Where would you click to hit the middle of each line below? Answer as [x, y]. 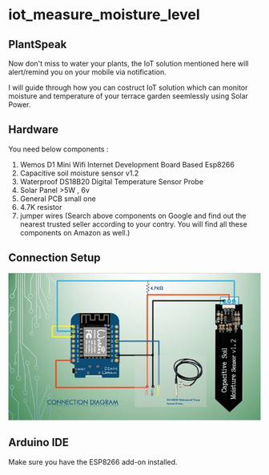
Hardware [33, 130]
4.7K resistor [41, 207]
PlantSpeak [38, 44]
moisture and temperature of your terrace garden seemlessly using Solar [128, 96]
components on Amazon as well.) [75, 232]
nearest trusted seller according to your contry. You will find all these [134, 224]
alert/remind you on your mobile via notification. [87, 72]
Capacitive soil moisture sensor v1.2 [79, 173]
